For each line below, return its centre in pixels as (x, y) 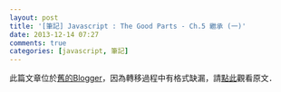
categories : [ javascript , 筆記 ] (69, 51)
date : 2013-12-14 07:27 (54, 34)
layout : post (34, 18)
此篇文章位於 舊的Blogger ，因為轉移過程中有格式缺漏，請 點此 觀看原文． (143, 78)
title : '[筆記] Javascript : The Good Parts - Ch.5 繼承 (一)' (128, 26)
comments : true (38, 43)
